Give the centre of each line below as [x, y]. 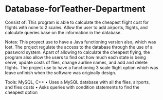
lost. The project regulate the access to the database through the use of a [79, 47]
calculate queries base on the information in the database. [63, 32]
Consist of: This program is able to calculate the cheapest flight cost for [77, 22]
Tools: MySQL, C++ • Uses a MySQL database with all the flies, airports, [78, 82]
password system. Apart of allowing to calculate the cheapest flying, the [78, 52]
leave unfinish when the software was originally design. [61, 72]
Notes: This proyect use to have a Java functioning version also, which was [81, 42]
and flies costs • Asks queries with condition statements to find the [72, 87]
